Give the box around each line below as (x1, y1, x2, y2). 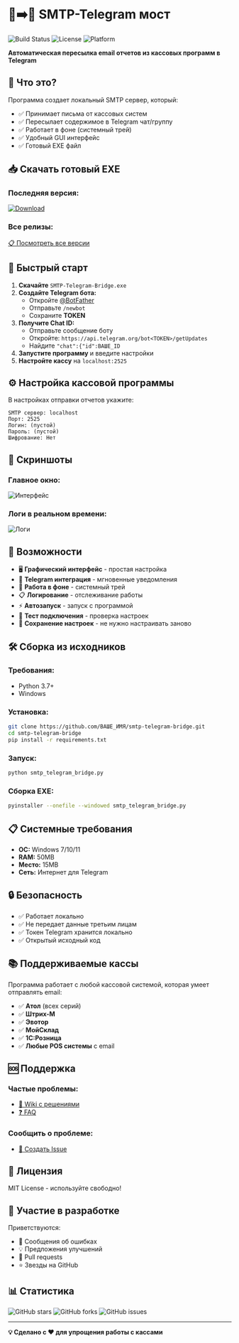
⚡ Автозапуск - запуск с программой (18, 601, 133, 610)
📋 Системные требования (8, 823, 133, 835)
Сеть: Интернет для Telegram (18, 867, 109, 876)
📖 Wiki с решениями (18, 1100, 80, 1108)
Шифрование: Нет (8, 434, 56, 442)
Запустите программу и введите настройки (18, 348, 154, 357)
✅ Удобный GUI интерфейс (18, 133, 100, 141)
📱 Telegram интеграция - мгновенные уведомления (18, 575, 178, 584)
